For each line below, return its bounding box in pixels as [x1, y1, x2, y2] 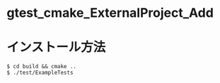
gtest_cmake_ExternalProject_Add [6, 5, 214, 21]
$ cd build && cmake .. [6, 63, 77, 70]
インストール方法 [6, 39, 106, 56]
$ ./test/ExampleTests [6, 69, 74, 77]
